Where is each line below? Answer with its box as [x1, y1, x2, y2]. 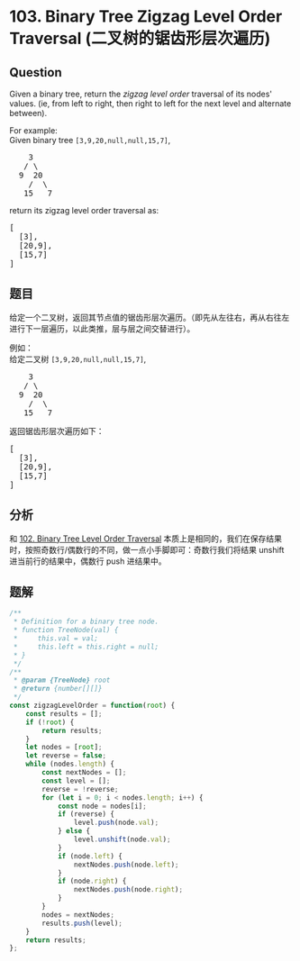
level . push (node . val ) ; [73, 818, 159, 828]
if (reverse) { [57, 810, 115, 819]
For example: [9, 125, 59, 136]
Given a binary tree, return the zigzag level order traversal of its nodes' [9, 88, 273, 99]
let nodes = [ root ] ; [25, 743, 103, 752]
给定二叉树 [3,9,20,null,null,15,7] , [9, 353, 147, 364]
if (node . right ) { [57, 876, 127, 886]
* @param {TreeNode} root [13, 675, 111, 685]
